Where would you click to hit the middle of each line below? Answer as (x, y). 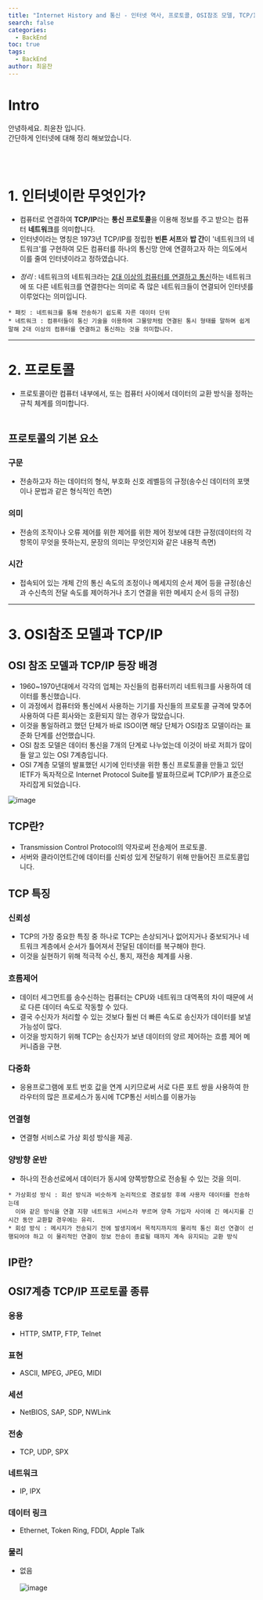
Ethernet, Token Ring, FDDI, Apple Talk (82, 1530)
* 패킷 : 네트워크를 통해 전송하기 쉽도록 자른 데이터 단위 (89, 312)
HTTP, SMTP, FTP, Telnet (60, 1333)
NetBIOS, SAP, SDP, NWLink (65, 1412)
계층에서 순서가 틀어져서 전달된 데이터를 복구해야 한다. (123, 946)
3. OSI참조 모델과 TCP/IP (85, 634)
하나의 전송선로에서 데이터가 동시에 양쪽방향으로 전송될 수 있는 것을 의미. (130, 1179)
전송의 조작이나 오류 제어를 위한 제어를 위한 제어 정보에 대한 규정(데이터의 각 (135, 532)
